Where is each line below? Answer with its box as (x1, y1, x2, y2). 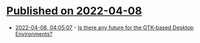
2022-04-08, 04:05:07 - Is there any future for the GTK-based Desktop (15, 24, 194, 31)
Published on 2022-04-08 (6, 4, 142, 18)
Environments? (15, 30, 53, 37)
